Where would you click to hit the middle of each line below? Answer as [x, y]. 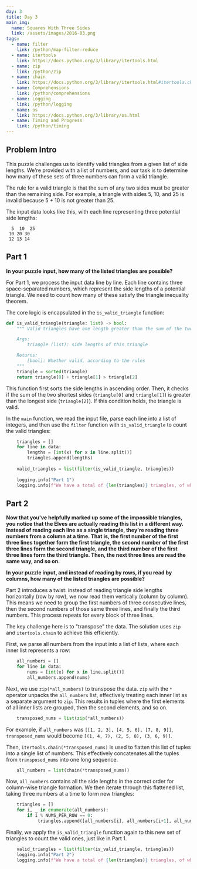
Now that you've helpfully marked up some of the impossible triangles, [94, 518]
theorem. [17, 301]
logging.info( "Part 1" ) [46, 480]
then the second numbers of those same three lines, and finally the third [93, 609]
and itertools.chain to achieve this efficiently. [62, 633]
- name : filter [30, 45]
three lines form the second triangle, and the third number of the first [92, 549]
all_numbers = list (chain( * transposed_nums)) [73, 770]
